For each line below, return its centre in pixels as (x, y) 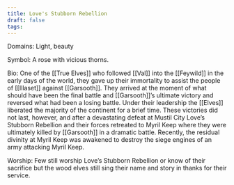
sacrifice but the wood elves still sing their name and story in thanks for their (117, 168)
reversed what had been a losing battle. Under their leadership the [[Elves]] (116, 103)
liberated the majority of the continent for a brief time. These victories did (112, 110)
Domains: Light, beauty (41, 47)
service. (19, 175)
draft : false (26, 20)
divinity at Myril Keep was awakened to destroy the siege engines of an (110, 140)
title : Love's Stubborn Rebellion (57, 14)
